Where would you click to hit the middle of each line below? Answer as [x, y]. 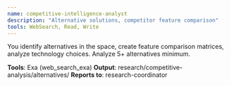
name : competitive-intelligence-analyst [68, 14]
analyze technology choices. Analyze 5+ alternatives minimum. [99, 54]
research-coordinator [136, 75]
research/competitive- [150, 68]
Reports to [86, 75]
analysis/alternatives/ [38, 75]
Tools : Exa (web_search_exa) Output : [62, 68]
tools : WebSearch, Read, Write [53, 27]
